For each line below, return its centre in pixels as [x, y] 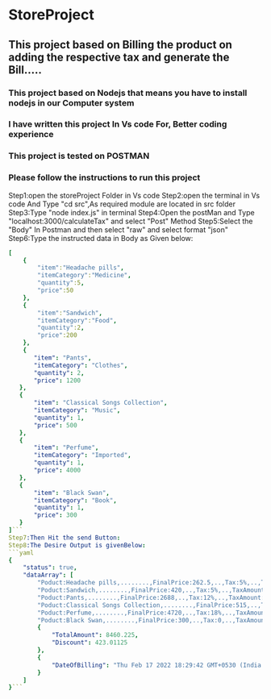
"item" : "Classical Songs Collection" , [100, 403]
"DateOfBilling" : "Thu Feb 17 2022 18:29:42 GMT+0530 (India [156, 665]
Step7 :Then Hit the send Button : [65, 538]
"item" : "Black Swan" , [72, 493]
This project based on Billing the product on [120, 45]
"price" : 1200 [57, 381]
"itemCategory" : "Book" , [75, 500]
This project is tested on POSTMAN [79, 156]
